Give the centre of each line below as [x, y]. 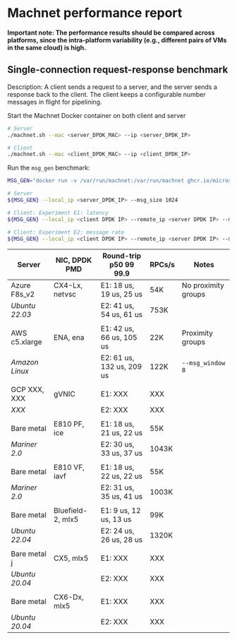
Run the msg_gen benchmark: [49, 168]
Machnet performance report [95, 13]
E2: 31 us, [117, 487]
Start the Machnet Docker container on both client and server [97, 115]
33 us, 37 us [122, 454]
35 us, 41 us [122, 497]
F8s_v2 [23, 295]
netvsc [65, 295]
